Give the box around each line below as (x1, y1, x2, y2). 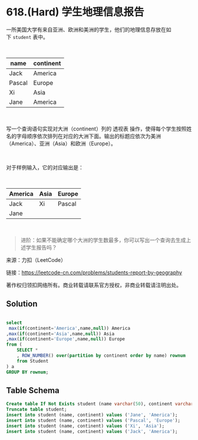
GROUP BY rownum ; (6, 369, 49, 375)
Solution (6, 299, 38, 309)
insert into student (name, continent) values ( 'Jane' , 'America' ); (6, 412, 178, 418)
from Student (16, 358, 49, 364)
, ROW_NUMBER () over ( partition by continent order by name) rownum (16, 353, 186, 359)
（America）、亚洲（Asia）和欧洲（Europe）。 (6, 140, 117, 147)
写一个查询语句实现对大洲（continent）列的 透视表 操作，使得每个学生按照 (6, 125, 187, 132)
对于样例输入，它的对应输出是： (6, 163, 84, 171)
